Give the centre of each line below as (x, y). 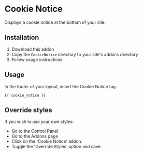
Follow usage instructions (37, 60)
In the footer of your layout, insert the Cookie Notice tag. (61, 86)
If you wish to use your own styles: (39, 122)
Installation (22, 38)
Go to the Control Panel (35, 131)
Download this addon (33, 49)
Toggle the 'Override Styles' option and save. (57, 147)
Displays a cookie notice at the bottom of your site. (55, 22)
